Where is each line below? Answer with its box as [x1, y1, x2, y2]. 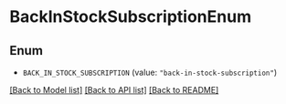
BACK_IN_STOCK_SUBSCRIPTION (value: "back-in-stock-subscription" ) [22, 67, 278, 78]
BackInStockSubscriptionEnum [9, 6, 252, 27]
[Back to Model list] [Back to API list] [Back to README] [9, 85, 219, 95]
